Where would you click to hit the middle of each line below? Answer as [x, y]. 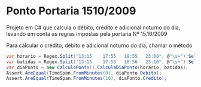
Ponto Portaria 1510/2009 [71, 11]
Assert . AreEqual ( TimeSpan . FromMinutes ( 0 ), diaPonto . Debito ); [84, 73]
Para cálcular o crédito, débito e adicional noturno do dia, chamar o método [99, 45]
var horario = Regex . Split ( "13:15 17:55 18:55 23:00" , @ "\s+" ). [97, 56]
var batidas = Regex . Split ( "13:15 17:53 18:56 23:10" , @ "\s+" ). [97, 62]
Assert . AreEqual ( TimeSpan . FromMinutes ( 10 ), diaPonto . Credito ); [87, 79]
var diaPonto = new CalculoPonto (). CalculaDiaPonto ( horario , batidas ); [97, 67]
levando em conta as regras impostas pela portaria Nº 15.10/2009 [87, 33]
